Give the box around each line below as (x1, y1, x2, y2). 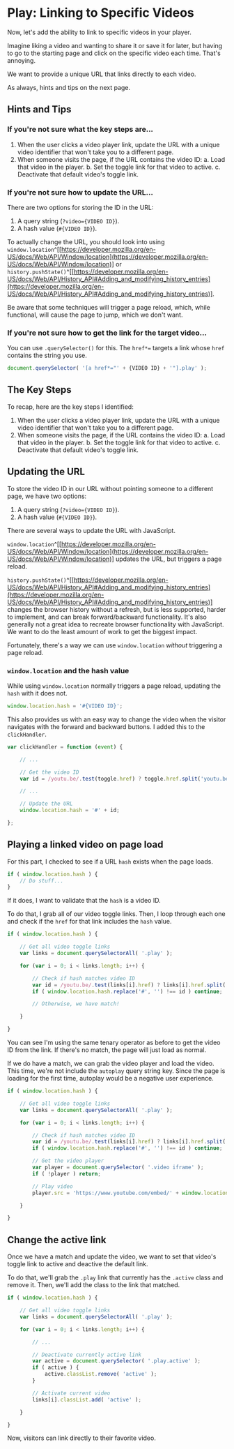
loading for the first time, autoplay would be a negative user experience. (7, 1074, 214, 1083)
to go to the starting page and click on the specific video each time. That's (7, 49, 221, 57)
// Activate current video (32, 1390, 111, 1397)
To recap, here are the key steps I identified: (7, 403, 134, 411)
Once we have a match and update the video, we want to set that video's (7, 1252, 217, 1261)
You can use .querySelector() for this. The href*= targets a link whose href (7, 344, 225, 352)
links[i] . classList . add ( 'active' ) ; (32, 1396, 141, 1403)
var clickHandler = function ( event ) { (7, 743, 123, 751)
